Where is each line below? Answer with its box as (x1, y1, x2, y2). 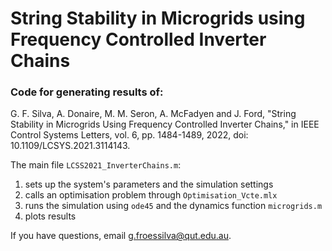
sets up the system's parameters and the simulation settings (24, 178, 274, 191)
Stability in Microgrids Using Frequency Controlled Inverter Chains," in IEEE (10, 118, 320, 131)
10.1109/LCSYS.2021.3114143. (10, 140, 131, 152)
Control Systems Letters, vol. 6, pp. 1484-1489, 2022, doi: (10, 129, 249, 141)
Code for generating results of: (10, 85, 164, 99)
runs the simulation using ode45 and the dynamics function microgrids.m (24, 200, 323, 212)
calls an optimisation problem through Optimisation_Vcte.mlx (24, 189, 278, 201)
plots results (24, 210, 77, 222)
